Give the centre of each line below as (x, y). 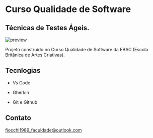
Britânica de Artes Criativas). (35, 55)
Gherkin (21, 92)
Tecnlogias (23, 71)
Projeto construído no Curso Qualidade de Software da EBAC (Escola (77, 49)
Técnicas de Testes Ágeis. (47, 28)
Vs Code (21, 83)
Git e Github (25, 102)
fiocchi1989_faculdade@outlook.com (44, 130)
